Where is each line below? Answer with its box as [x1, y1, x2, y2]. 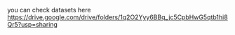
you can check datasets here [7, 6, 91, 14]
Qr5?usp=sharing [7, 21, 58, 28]
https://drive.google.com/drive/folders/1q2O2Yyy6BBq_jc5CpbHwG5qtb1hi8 [7, 13, 228, 21]
